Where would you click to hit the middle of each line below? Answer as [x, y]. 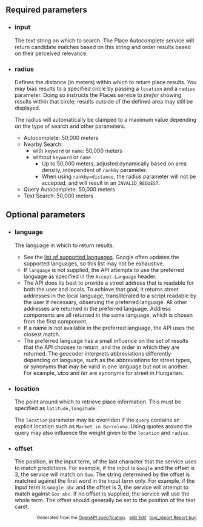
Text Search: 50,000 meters [58, 196]
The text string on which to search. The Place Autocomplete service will [104, 40]
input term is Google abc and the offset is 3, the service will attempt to [101, 488]
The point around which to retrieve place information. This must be [98, 402]
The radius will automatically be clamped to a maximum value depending [105, 119]
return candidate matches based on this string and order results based [103, 47]
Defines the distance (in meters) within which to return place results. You [105, 82]
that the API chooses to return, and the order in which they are [101, 347]
